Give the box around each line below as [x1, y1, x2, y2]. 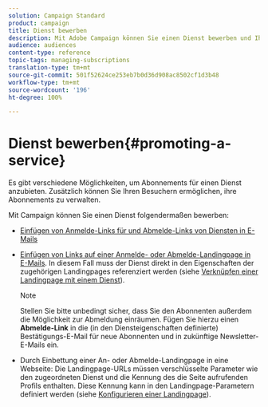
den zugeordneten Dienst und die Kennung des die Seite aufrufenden [19, 373, 249, 382]
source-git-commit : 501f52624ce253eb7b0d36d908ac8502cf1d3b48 [8, 71, 219, 79]
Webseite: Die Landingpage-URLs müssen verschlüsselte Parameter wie [19, 364, 258, 373]
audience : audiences [8, 41, 77, 49]
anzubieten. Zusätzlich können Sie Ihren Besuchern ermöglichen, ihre [8, 187, 237, 196]
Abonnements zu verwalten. [8, 195, 101, 204]
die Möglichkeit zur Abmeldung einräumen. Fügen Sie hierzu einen [19, 314, 239, 324]
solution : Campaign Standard [8, 11, 105, 20]
